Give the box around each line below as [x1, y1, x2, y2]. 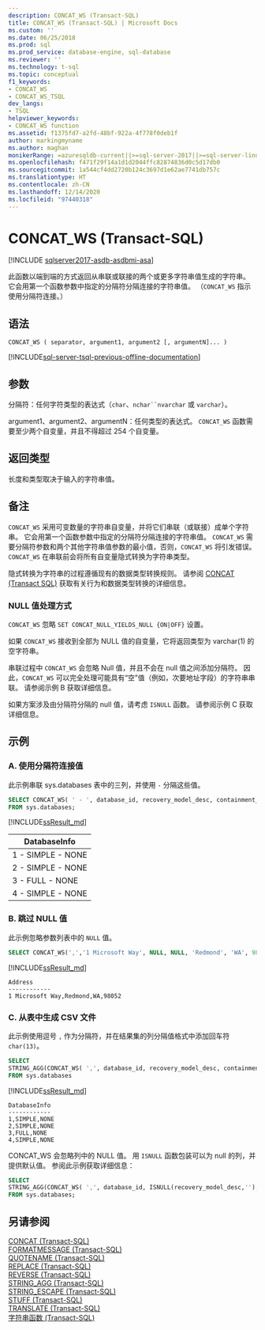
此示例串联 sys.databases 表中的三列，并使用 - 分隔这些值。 [8, 780, 205, 789]
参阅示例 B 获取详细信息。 [30, 682, 116, 692]
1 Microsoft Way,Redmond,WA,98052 [8, 992, 122, 1000]
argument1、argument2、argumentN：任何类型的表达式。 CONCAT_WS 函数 [8, 417, 247, 426]
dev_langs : [8, 100, 44, 108]
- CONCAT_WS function [8, 122, 80, 130]
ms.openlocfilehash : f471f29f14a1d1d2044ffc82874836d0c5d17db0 [8, 159, 221, 167]
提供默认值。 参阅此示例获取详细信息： [8, 1160, 135, 1170]
